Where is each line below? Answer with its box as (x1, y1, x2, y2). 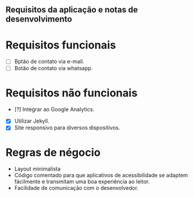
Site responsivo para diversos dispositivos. (14, 124, 120, 131)
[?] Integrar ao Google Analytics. (14, 106, 95, 113)
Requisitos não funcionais (5, 86, 138, 99)
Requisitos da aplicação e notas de (5, 5, 138, 15)
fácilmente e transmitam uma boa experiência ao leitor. (14, 178, 150, 185)
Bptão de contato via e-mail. (14, 58, 84, 65)
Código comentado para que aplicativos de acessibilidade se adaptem (14, 172, 188, 179)
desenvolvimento (5, 14, 72, 25)
